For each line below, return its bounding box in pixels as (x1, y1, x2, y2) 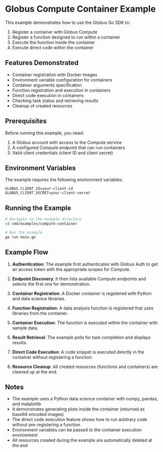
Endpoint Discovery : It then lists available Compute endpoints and (12, 276, 146, 282)
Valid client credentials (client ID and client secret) (12, 150, 113, 156)
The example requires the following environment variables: (5, 177, 123, 183)
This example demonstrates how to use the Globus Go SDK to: (5, 20, 131, 25)
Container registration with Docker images (12, 72, 98, 78)
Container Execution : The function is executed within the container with (12, 320, 158, 326)
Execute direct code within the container (12, 44, 94, 50)
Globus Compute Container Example (5, 3, 156, 15)
